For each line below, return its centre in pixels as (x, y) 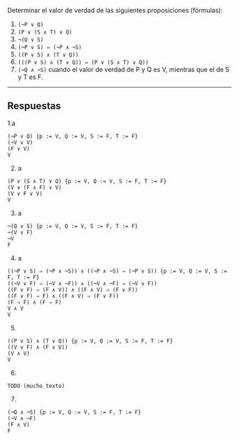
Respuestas (34, 106)
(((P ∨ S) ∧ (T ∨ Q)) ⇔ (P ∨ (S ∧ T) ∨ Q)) (83, 63)
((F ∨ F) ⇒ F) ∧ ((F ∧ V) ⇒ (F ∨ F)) (63, 296)
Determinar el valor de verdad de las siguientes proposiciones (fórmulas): (115, 10)
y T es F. (30, 77)
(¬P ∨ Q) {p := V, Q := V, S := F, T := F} (73, 136)
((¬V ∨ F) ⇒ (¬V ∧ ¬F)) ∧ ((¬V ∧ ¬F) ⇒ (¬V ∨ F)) (83, 283)
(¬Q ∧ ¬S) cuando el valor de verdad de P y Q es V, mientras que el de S (123, 69)
